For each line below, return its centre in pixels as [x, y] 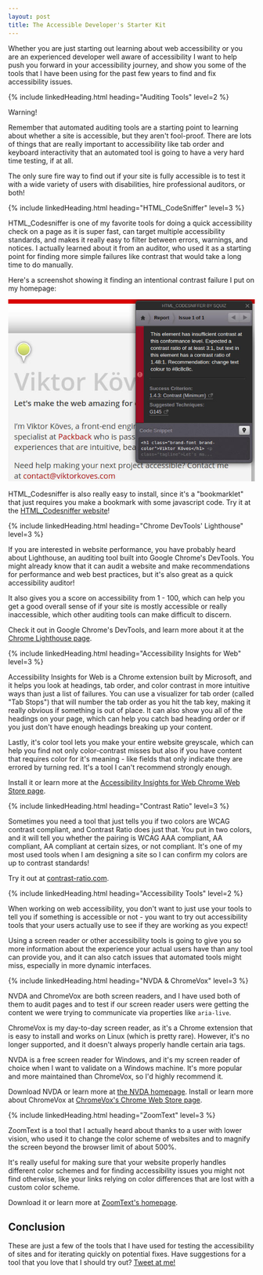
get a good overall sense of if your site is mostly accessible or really [118, 606]
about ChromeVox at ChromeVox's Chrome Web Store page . [105, 1100]
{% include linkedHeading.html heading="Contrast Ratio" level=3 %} [119, 806]
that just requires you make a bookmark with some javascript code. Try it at [130, 502]
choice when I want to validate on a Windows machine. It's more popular [125, 1068]
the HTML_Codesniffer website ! [59, 510]
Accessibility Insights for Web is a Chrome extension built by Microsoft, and [130, 677]
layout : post [29, 16]
